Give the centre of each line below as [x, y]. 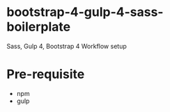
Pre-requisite [46, 74]
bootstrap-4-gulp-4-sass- [85, 12]
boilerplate [39, 27]
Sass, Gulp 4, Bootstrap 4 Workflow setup [67, 46]
